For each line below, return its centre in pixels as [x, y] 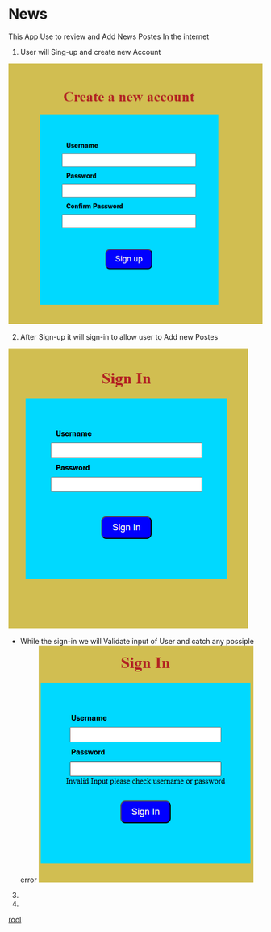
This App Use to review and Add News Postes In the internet [109, 36]
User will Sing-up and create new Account [90, 52]
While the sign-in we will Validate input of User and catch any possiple [137, 642]
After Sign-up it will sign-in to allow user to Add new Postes [119, 337]
